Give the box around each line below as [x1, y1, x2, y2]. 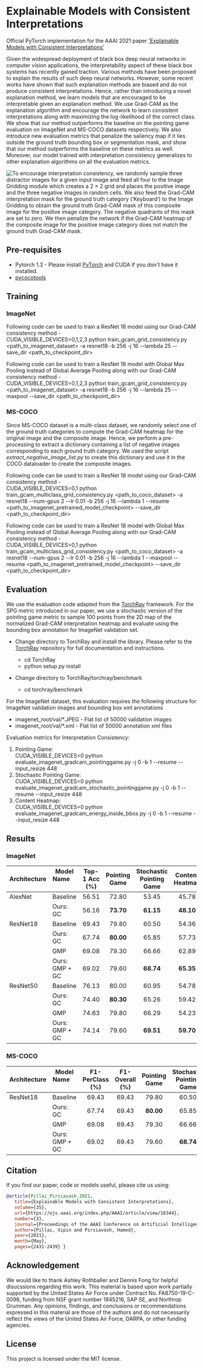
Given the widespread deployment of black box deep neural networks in [6, 55, 186, 62]
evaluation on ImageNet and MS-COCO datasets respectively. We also [6, 126, 181, 133]
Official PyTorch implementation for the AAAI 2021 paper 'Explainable [6, 37, 179, 44]
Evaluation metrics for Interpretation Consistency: [6, 734, 130, 741]
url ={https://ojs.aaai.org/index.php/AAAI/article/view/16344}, [14, 1210, 180, 1216]
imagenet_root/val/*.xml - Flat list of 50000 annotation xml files [14, 722, 172, 729]
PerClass [82, 1075, 109, 1083]
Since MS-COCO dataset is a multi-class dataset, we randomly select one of [6, 421, 196, 428]
